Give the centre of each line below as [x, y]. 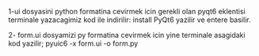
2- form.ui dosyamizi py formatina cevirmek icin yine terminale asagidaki [127, 35]
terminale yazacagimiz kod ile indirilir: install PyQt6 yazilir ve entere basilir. [129, 20]
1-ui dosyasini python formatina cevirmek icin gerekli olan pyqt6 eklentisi [127, 11]
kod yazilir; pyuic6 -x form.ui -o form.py [73, 43]
